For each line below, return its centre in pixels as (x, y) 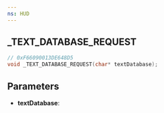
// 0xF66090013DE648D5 (40, 58)
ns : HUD (19, 14)
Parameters (33, 86)
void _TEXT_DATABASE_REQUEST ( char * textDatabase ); (83, 65)
